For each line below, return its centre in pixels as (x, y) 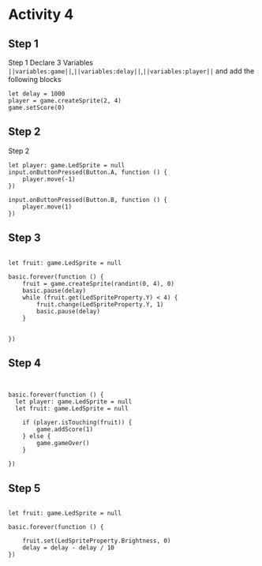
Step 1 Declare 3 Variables (51, 62)
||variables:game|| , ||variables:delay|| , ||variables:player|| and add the (131, 71)
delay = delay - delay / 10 (68, 548)
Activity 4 (41, 15)
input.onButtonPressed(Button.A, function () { (88, 172)
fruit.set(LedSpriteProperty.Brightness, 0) (97, 541)
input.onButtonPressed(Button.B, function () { (88, 200)
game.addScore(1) (65, 429)
